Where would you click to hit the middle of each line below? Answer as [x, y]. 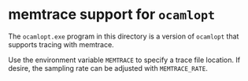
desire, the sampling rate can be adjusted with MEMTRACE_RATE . [108, 68]
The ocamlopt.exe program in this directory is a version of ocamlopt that [124, 36]
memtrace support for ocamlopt [111, 15]
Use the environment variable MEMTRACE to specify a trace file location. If [124, 60]
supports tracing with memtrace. [61, 44]
